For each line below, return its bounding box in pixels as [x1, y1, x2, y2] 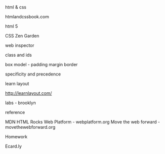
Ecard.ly [5, 143, 22, 149]
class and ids [5, 52, 32, 58]
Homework [5, 134, 28, 140]
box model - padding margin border [5, 62, 78, 67]
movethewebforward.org [5, 124, 56, 130]
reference [5, 110, 25, 115]
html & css [5, 4, 27, 10]
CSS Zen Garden [5, 33, 40, 38]
